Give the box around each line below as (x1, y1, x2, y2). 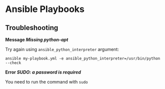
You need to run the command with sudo (5, 79, 88, 84)
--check (5, 60, 22, 65)
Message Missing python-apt (5, 36, 69, 42)
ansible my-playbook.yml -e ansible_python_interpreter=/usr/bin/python (5, 56, 160, 61)
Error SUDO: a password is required (5, 69, 81, 75)
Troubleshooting (5, 23, 59, 32)
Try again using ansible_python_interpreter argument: (5, 46, 119, 52)
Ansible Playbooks (5, 3, 85, 15)
